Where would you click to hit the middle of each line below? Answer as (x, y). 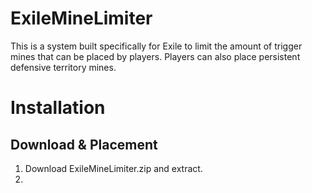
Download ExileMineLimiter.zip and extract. (113, 168)
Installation (58, 108)
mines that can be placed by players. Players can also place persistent (155, 56)
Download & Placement (84, 144)
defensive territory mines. (63, 67)
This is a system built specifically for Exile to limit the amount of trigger (156, 46)
